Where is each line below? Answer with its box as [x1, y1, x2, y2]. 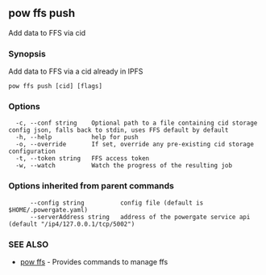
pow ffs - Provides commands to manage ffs [19, 257, 168, 266]
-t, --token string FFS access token [15, 154, 150, 163]
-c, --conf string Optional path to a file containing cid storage [15, 119, 258, 128]
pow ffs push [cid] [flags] [8, 82, 103, 91]
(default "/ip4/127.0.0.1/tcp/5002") [8, 220, 135, 228]
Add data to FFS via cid [8, 27, 86, 37]
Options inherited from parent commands [8, 180, 175, 192]
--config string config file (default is [29, 198, 204, 207]
